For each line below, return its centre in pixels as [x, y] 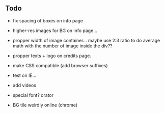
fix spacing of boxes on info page [48, 20]
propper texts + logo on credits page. [52, 55]
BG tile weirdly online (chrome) [45, 105]
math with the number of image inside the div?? [63, 46]
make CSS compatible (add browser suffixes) [60, 65]
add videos [24, 85]
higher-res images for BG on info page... [55, 31]
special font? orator [33, 95]
